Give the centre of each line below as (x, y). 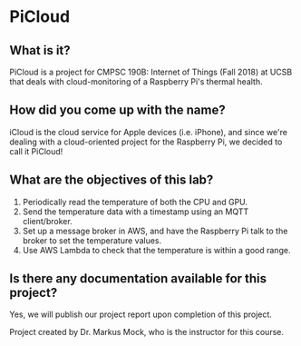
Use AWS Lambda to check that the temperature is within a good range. (156, 250)
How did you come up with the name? (117, 110)
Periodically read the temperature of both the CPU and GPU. (135, 202)
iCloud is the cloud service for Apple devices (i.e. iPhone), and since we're (149, 132)
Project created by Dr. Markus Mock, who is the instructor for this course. (146, 332)
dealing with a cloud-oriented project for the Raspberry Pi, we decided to (146, 142)
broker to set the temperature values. (92, 240)
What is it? (40, 50)
